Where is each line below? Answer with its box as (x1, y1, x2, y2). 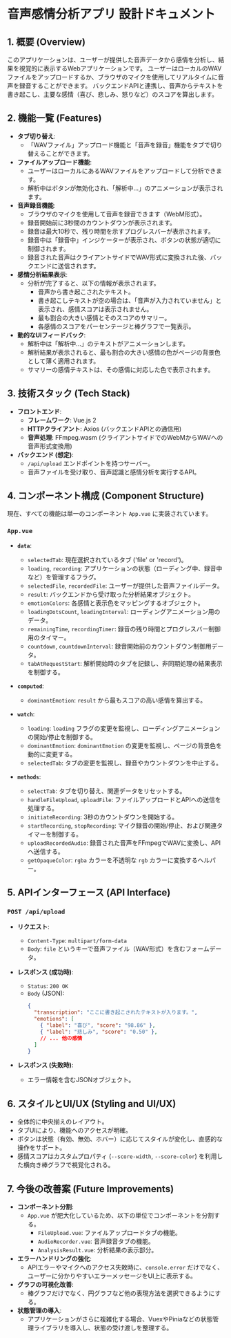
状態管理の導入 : (17, 1306, 62, 1314)
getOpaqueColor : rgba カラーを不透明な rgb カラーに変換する (27, 855, 198, 864)
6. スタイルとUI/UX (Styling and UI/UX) (7, 1097, 177, 1110)
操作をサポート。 (17, 1144, 66, 1152)
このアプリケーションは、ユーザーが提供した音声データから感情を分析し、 (7, 56, 219, 64)
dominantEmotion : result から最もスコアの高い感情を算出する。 (27, 696, 207, 704)
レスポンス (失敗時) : (17, 1061, 74, 1069)
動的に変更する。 (27, 750, 77, 758)
